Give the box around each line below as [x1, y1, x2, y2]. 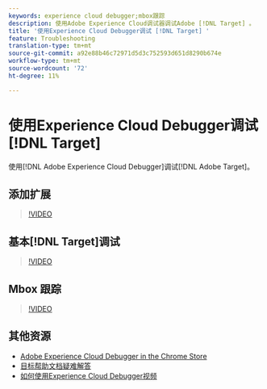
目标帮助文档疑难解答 [19, 361, 91, 370]
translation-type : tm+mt [8, 42, 92, 50]
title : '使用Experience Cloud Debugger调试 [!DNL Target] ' [8, 27, 210, 35]
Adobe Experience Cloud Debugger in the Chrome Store [19, 351, 207, 361]
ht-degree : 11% [8, 72, 60, 80]
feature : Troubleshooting [8, 34, 95, 43]
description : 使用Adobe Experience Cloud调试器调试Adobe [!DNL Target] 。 [8, 19, 256, 27]
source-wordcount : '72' [8, 65, 89, 73]
